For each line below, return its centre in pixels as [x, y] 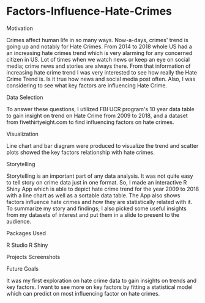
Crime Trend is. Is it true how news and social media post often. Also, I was [101, 79]
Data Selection [25, 97]
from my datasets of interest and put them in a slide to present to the [93, 214]
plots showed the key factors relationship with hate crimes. [80, 152]
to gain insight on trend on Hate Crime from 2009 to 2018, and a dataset [97, 115]
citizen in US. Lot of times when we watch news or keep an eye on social [98, 59]
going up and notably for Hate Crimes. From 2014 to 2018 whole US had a [99, 46]
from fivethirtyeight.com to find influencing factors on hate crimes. [90, 122]
